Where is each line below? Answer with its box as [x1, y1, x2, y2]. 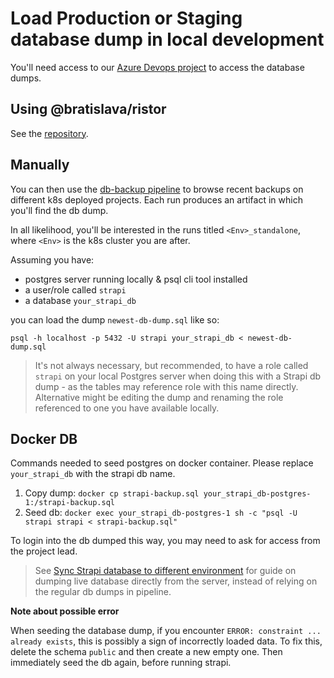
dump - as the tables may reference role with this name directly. [34, 380, 299, 392]
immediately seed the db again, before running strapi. [10, 657, 232, 669]
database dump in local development [10, 28, 325, 51]
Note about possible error [10, 605, 120, 617]
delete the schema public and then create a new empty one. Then [10, 646, 283, 658]
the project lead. [10, 545, 78, 557]
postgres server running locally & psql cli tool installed [24, 273, 248, 285]
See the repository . [10, 127, 89, 139]
